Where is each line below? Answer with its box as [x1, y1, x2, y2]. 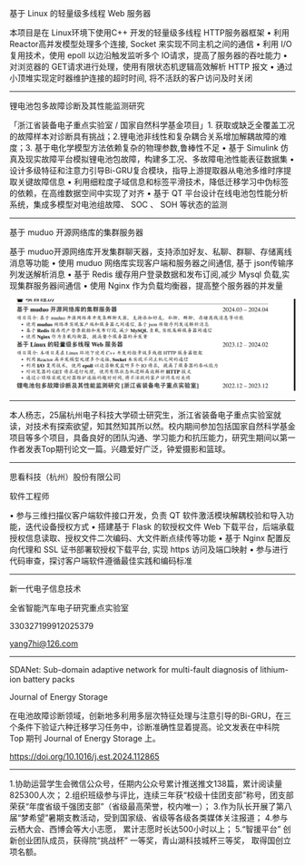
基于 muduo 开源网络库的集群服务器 [9, 227, 143, 238]
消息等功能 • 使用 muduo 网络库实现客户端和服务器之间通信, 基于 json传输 [9, 258, 286, 268]
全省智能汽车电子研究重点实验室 [9, 602, 129, 613]
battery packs [22, 673, 75, 684]
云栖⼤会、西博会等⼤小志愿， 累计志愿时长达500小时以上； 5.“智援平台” [9, 823, 281, 834]
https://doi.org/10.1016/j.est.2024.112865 [9, 751, 161, 762]
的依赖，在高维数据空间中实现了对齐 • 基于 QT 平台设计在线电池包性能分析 [9, 188, 289, 198]
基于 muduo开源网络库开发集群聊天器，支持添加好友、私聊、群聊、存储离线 [9, 246, 292, 257]
